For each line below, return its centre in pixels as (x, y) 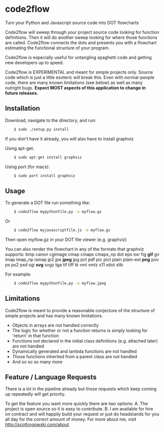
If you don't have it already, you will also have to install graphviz (69, 139)
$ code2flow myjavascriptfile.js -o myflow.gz (62, 230)
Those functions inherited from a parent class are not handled (75, 356)
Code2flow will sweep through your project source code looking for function (82, 32)
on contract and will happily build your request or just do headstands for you (82, 414)
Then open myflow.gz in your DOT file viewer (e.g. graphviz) (66, 239)
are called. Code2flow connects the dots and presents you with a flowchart (81, 42)
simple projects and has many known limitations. (54, 316)
